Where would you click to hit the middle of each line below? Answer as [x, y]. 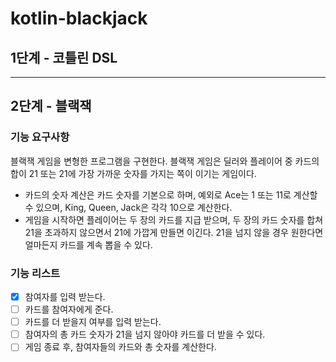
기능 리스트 [35, 273]
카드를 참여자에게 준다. [69, 309]
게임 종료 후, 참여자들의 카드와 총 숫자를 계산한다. [120, 347]
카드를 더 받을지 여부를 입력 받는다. [93, 322]
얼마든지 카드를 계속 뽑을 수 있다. [88, 244]
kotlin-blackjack [79, 18]
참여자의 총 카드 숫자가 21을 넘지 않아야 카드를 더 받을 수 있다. [145, 334]
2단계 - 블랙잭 [51, 106]
